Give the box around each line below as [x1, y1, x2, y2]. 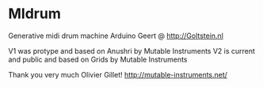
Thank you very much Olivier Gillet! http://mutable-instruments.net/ [8, 70, 228, 79]
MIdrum [8, 5, 61, 23]
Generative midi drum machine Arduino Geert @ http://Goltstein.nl [8, 31, 224, 40]
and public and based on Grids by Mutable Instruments [8, 55, 188, 64]
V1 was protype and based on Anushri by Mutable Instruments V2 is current [8, 46, 256, 55]
